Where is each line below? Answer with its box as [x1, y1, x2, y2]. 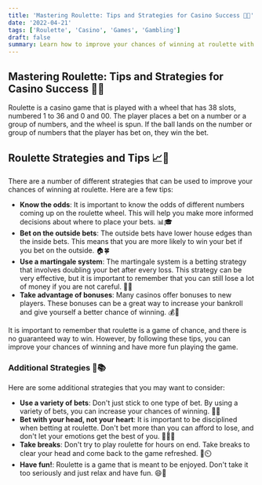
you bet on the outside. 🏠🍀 [19, 245, 110, 255]
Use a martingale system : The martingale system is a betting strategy [19, 257, 247, 266]
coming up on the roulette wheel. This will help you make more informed [19, 208, 253, 217]
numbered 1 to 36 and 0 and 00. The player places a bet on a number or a [8, 111, 247, 120]
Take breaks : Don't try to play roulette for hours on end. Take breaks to [19, 440, 250, 450]
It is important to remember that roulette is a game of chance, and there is [8, 325, 247, 334]
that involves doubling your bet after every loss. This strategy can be [19, 264, 242, 275]
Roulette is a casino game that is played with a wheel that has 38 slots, [8, 103, 237, 112]
